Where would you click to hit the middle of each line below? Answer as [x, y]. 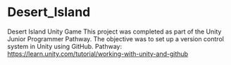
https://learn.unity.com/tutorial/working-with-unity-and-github [98, 54]
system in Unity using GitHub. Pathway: [64, 46]
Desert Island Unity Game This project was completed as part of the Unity [114, 31]
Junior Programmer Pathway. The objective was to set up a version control [115, 38]
